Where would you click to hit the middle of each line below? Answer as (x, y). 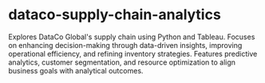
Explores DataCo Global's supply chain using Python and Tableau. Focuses (132, 37)
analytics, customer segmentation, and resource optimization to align (122, 62)
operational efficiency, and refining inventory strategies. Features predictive (133, 53)
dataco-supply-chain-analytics (115, 15)
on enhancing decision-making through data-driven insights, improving (125, 45)
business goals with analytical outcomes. (76, 70)
